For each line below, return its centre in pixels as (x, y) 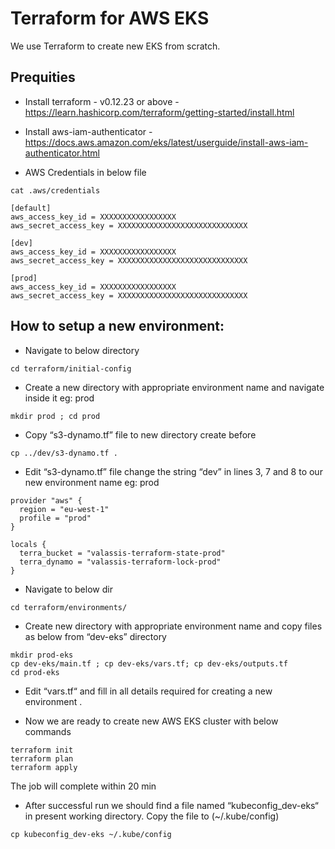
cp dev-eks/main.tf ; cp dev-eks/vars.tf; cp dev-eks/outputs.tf (149, 663)
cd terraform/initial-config (71, 368)
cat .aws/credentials (55, 190)
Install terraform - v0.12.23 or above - (102, 101)
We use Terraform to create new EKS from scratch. (115, 46)
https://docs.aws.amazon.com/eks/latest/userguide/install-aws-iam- (166, 142)
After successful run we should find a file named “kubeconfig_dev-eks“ (171, 805)
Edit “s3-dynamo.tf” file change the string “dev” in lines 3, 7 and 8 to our (173, 471)
